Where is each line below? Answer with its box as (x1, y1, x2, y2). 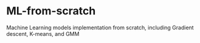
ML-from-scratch (6, 4, 96, 18)
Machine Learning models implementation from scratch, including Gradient (6, 24, 194, 31)
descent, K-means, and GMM (6, 30, 80, 37)
